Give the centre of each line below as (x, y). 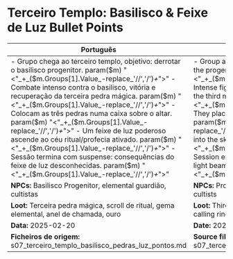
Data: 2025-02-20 (43, 225)
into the (206, 139)
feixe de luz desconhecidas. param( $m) (76, 165)
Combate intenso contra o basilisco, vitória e (83, 87)
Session (206, 156)
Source (205, 236)
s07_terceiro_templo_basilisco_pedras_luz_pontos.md (99, 245)
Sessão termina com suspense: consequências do (93, 156)
